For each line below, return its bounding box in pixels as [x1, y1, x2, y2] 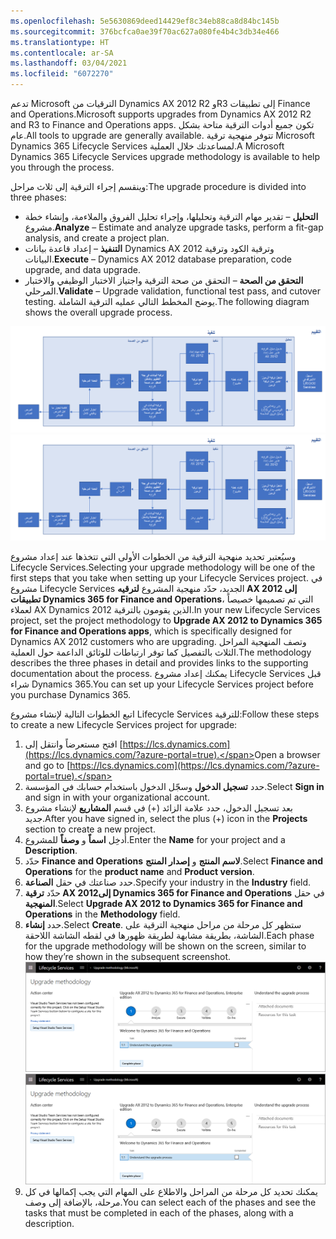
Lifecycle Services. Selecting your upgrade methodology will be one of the [10, 561, 316, 573]
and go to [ [24, 759, 71, 771]
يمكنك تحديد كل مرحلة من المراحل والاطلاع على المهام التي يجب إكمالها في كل [24, 1186, 318, 1198]
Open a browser [254, 748, 321, 760]
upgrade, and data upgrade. [24, 264, 141, 275]
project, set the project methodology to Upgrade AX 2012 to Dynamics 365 [10, 614, 323, 626]
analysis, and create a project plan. [24, 232, 170, 244]
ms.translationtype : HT [10, 37, 110, 47]
